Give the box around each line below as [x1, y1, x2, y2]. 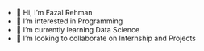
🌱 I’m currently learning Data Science [15, 25, 140, 34]
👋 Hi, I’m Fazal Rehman [15, 8, 93, 17]
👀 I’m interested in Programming [15, 16, 123, 26]
